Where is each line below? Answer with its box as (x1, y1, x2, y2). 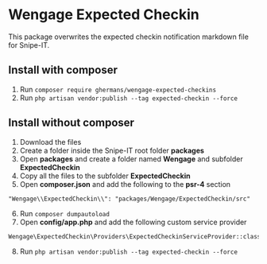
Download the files (19, 137, 82, 146)
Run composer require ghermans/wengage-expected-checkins (19, 84, 217, 94)
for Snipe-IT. (8, 40, 50, 49)
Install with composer (8, 64, 118, 77)
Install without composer (8, 116, 135, 130)
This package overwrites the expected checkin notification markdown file (8, 32, 249, 41)
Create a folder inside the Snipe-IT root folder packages (19, 146, 205, 155)
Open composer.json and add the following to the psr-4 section (19, 179, 231, 188)
